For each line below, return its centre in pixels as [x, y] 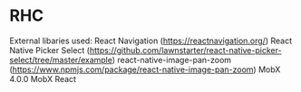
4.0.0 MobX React [43, 78]
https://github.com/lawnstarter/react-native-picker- [186, 50]
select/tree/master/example [61, 60]
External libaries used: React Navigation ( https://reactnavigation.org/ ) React [151, 41]
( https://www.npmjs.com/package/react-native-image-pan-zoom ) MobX [145, 69]
